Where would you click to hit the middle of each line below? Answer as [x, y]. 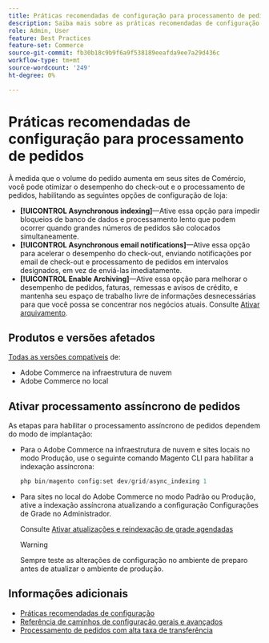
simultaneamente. [49, 236]
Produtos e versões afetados [82, 338]
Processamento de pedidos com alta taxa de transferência [116, 630]
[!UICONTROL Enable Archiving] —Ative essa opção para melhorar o [134, 279]
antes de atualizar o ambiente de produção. [92, 569]
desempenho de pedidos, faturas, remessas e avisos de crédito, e [129, 287]
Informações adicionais [68, 594]
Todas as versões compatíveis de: [65, 357]
